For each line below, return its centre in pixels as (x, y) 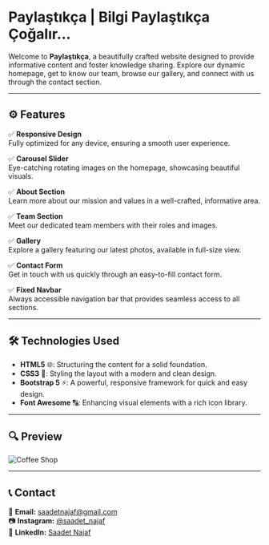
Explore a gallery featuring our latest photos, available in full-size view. (125, 249)
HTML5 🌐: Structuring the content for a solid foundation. (114, 364)
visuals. (21, 176)
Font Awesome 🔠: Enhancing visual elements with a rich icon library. (133, 402)
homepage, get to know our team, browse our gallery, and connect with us (131, 73)
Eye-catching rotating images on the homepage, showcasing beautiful (124, 168)
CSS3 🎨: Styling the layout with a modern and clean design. (118, 373)
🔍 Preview (35, 436)
